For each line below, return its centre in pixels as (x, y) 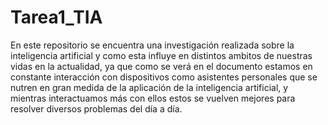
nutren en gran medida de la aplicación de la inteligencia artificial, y (149, 87)
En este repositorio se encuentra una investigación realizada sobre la (152, 45)
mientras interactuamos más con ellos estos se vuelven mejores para (153, 98)
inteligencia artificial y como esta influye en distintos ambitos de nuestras (161, 55)
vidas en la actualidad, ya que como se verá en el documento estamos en (161, 66)
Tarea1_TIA (56, 17)
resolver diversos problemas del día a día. (96, 108)
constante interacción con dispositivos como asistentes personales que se (164, 77)
